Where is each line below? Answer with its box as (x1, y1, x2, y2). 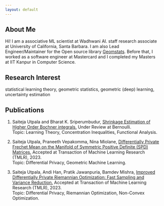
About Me (5, 26, 36, 34)
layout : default (5, 7, 38, 12)
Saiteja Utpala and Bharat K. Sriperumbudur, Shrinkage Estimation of (12, 119, 151, 125)
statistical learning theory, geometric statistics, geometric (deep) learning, (5, 86, 155, 92)
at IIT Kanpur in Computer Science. (5, 59, 76, 65)
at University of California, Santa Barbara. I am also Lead (5, 44, 119, 50)
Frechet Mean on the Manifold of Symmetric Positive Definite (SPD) (12, 144, 148, 150)
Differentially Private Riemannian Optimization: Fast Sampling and (12, 175, 144, 180)
